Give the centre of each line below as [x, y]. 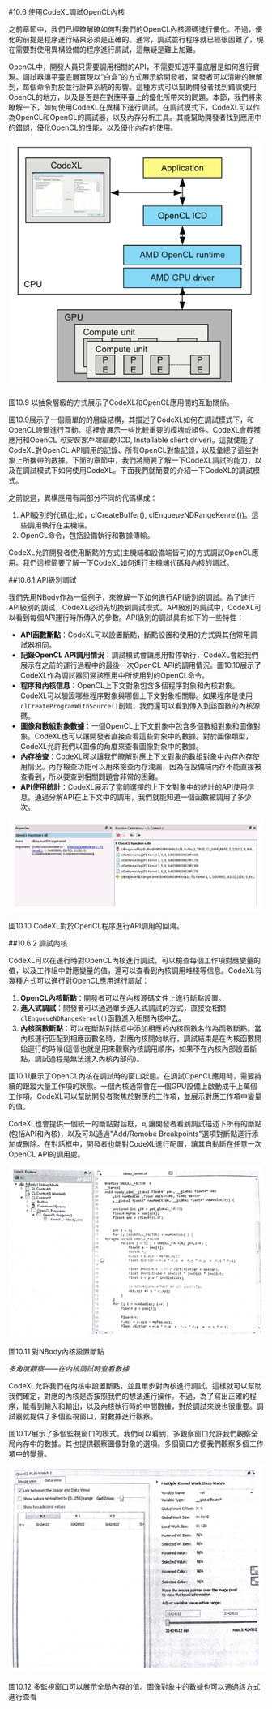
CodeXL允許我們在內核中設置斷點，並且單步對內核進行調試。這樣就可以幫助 [135, 1385]
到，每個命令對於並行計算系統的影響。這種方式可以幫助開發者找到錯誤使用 [132, 87]
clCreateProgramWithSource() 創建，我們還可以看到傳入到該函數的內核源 [140, 706]
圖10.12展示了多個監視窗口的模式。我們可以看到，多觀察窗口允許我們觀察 [130, 1433]
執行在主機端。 [66, 525]
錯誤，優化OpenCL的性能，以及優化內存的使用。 [96, 127]
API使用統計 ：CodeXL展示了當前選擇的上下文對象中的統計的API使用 [134, 787]
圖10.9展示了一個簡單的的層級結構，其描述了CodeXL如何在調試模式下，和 [132, 420]
